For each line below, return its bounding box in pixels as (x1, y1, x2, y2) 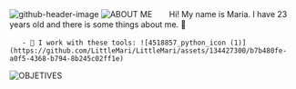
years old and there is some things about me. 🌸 (9, 19, 187, 30)
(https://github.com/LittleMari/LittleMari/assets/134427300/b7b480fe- (9, 46, 287, 55)
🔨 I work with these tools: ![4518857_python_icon (30, 38, 226, 47)
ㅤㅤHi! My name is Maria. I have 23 (154, 9, 288, 19)
